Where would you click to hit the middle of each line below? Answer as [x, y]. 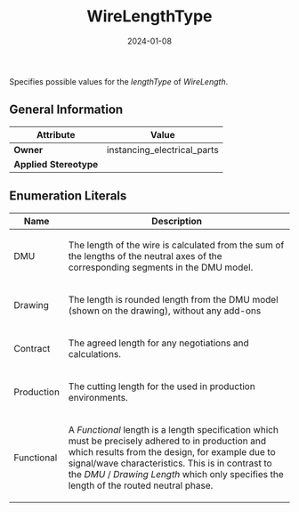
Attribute [56, 134]
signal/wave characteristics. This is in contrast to [170, 463]
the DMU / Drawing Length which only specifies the [176, 474]
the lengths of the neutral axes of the [145, 256]
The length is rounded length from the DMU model [173, 299]
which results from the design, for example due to [172, 451]
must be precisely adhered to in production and [167, 441]
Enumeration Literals [68, 196]
